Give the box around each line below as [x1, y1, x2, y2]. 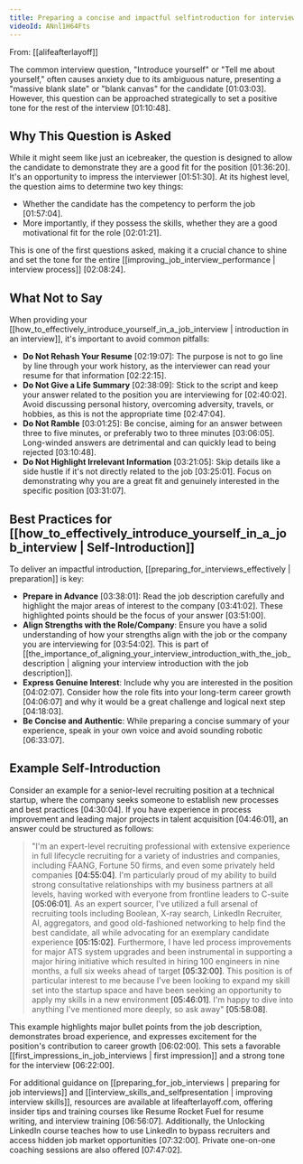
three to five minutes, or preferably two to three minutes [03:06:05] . [22, 428, 275, 439]
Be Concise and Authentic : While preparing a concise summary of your [22, 715, 290, 726]
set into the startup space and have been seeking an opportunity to [31, 984, 282, 995]
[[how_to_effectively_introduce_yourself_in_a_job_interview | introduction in [9, 324, 289, 335]
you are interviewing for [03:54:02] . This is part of [22, 638, 209, 649]
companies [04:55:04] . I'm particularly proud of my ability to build [31, 869, 277, 880]
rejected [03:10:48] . [22, 447, 96, 458]
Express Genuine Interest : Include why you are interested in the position [22, 676, 293, 687]
